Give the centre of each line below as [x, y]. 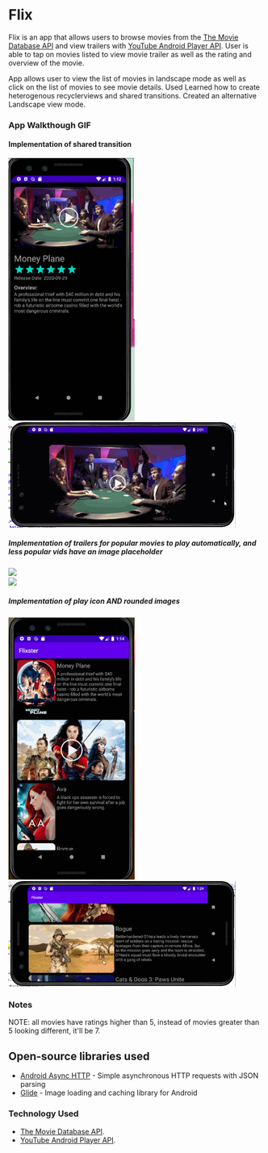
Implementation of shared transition [70, 144]
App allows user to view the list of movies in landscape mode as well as [127, 78]
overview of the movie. [46, 63]
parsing [33, 1084]
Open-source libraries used [79, 1056]
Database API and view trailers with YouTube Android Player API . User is [128, 45]
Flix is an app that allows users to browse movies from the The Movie [124, 37]
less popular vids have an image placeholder [86, 552]
